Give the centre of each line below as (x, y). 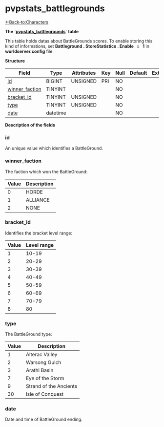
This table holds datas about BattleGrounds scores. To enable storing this (79, 41)
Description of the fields (30, 125)
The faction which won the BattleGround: (46, 171)
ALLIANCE (38, 200)
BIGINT (54, 81)
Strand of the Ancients (52, 386)
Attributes (84, 73)
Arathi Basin (40, 370)
